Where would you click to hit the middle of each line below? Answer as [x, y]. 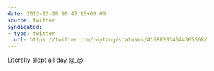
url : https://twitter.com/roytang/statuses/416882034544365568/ [111, 40]
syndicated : [25, 27]
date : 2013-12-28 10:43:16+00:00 [57, 14]
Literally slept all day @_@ [45, 60]
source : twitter [31, 20]
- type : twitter [31, 33]
